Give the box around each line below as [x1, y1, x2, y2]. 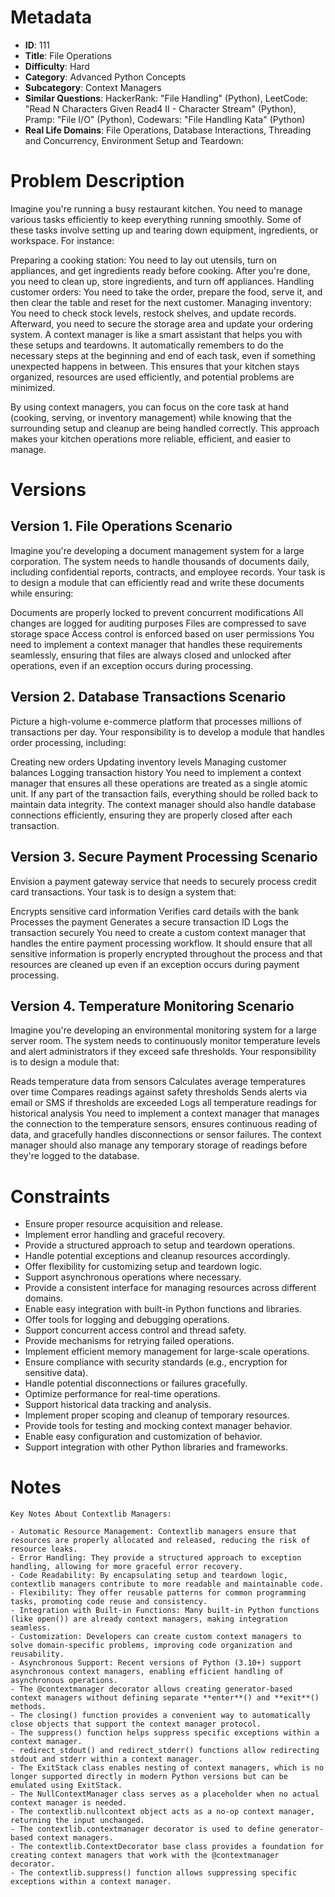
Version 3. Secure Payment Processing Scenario [10, 849, 318, 866]
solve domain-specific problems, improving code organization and [10, 1641, 293, 1651]
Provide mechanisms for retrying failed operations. [24, 1335, 235, 1347]
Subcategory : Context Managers [24, 81, 162, 93]
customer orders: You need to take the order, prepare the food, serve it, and [10, 286, 323, 298]
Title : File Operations [24, 49, 112, 61]
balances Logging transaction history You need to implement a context [10, 766, 302, 778]
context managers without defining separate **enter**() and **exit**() [10, 1693, 320, 1703]
